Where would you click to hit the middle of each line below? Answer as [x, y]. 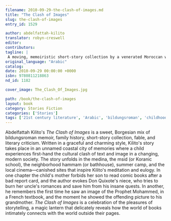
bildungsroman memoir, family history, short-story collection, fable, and [80, 138]
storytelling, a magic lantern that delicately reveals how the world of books [83, 208]
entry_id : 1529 [21, 24]
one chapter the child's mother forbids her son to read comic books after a [83, 175]
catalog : [15, 67]
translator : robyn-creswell [35, 38]
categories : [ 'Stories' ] [32, 113]
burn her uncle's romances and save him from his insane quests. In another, [85, 186]
